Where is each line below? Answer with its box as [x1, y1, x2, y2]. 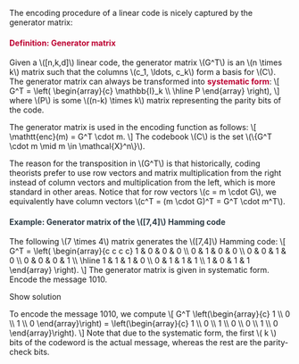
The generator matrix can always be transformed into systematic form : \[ [9, 76, 280, 87]
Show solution [9, 292, 62, 302]
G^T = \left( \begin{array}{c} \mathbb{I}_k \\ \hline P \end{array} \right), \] [9, 86, 280, 96]
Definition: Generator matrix [9, 37, 116, 48]
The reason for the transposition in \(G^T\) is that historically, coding [9, 158, 261, 169]
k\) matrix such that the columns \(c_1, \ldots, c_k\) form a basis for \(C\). [9, 67, 277, 78]
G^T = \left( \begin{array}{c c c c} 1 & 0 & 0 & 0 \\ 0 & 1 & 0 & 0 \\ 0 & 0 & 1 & [9, 245, 287, 257]
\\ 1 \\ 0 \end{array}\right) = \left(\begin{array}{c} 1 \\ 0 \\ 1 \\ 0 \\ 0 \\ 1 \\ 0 [9, 318, 278, 329]
